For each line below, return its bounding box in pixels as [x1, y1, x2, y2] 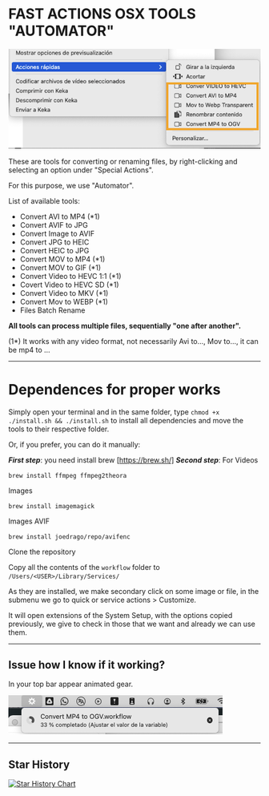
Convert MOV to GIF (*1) [19, 262, 102, 273]
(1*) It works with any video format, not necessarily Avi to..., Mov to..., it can [8, 336, 259, 345]
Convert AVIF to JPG [19, 220, 88, 229]
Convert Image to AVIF [19, 228, 94, 238]
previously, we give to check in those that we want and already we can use [8, 619, 256, 628]
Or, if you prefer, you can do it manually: [8, 439, 141, 449]
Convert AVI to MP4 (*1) [19, 212, 100, 221]
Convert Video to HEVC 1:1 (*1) [19, 271, 122, 281]
